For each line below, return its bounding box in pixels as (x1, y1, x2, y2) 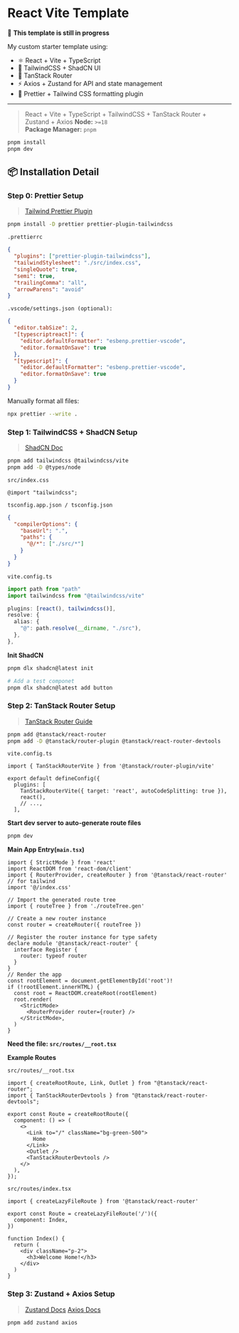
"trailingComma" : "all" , (14, 279, 87, 286)
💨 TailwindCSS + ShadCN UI (17, 63, 101, 72)
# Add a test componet (7, 677, 75, 684)
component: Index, (14, 1216, 69, 1224)
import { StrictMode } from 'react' (7, 859, 116, 866)
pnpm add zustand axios (7, 1319, 78, 1326)
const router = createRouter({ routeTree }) (7, 921, 142, 929)
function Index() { (7, 1236, 65, 1243)
